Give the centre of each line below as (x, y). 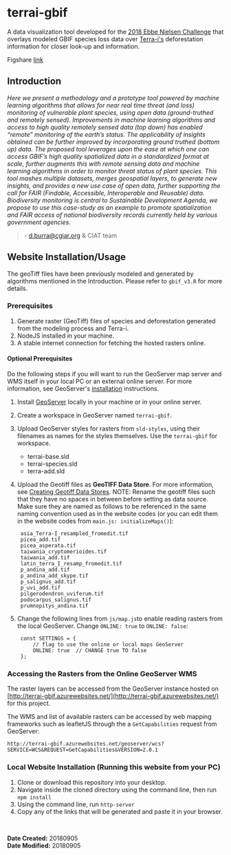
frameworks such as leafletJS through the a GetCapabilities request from (112, 724)
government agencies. (39, 222)
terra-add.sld (46, 471)
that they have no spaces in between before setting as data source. (112, 499)
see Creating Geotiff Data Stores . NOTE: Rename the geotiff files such (116, 492)
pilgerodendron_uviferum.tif (62, 594)
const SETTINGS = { (48, 639)
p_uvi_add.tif (41, 588)
